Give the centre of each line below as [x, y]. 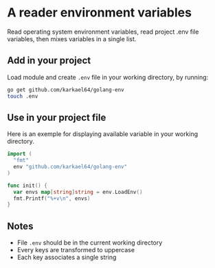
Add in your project [49, 61]
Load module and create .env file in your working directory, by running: [108, 77]
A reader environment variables [100, 13]
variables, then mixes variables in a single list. [72, 38]
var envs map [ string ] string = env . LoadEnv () [78, 192]
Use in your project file [57, 117]
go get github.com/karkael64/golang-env [66, 90]
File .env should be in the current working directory [90, 243]
